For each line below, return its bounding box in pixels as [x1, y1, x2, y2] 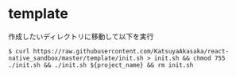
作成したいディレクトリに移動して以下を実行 [8, 31, 154, 41]
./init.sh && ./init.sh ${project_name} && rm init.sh [8, 60, 194, 69]
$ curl [8, 47, 30, 55]
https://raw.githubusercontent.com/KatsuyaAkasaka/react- [33, 47, 229, 55]
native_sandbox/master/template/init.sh [8, 54, 145, 62]
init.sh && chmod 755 [153, 54, 226, 62]
